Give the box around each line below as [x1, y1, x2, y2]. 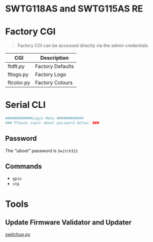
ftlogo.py [7, 71, 29, 78]
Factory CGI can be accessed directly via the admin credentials [17, 43, 148, 49]
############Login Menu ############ [5, 116, 84, 121]
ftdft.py [7, 63, 25, 70]
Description [40, 55, 69, 62]
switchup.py [5, 231, 31, 237]
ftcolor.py [7, 79, 30, 86]
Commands [5, 162, 42, 171]
